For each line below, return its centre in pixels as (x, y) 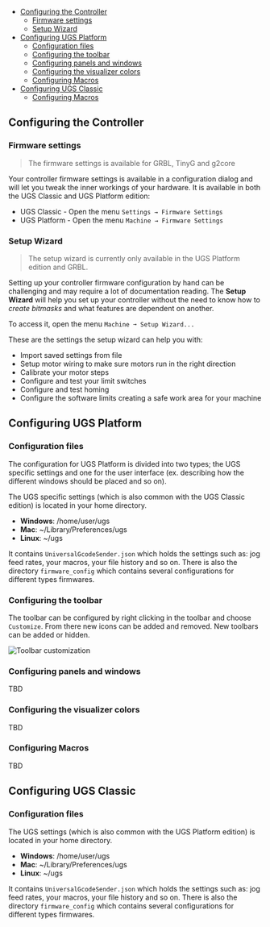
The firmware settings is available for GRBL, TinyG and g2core (132, 163)
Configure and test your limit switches (83, 380)
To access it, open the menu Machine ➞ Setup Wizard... (102, 324)
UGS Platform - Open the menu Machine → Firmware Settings (122, 220)
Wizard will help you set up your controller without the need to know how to (134, 299)
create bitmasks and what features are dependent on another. (111, 308)
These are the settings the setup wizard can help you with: (106, 339)
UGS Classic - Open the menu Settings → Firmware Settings (121, 211)
